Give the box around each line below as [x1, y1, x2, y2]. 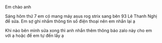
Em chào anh [5, 4, 32, 10]
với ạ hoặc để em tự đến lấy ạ [5, 33, 64, 38]
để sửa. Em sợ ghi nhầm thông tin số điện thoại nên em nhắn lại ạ [5, 19, 136, 24]
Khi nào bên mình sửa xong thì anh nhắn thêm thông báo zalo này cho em [5, 28, 152, 33]
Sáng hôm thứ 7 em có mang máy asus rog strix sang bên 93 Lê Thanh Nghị [5, 13, 158, 19]
